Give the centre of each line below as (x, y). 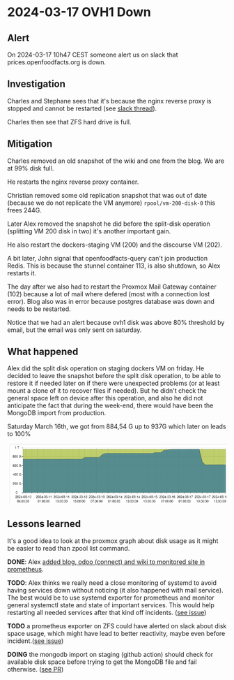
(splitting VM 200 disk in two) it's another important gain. (89, 231)
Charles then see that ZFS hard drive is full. (69, 122)
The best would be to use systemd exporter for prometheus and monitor (111, 598)
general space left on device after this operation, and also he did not (105, 398)
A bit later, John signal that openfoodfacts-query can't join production (108, 258)
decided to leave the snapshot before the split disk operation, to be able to (114, 376)
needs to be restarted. (39, 309)
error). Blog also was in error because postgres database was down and (111, 301)
